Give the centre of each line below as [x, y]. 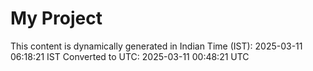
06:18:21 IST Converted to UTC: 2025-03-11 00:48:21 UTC [130, 56]
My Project [56, 18]
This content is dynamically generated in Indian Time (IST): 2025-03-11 [156, 46]
